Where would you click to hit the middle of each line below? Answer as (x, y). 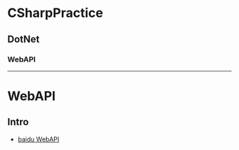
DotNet (23, 39)
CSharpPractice (55, 13)
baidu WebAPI (38, 139)
